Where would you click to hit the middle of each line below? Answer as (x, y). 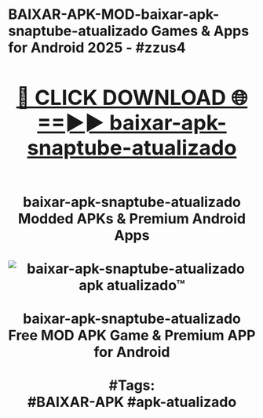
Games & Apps (200, 31)
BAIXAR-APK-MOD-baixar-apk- (114, 15)
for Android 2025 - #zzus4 (97, 48)
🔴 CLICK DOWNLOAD (121, 97)
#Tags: (132, 385)
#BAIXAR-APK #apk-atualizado (132, 402)
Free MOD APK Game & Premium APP (132, 335)
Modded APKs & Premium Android (132, 218)
